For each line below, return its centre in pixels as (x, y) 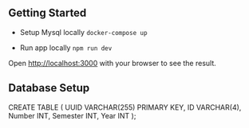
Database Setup (49, 88)
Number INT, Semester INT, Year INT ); (72, 115)
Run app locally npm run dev (66, 48)
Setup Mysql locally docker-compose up (83, 32)
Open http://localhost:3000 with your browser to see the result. (113, 63)
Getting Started (47, 13)
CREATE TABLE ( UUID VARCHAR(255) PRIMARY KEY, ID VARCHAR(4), (125, 107)
